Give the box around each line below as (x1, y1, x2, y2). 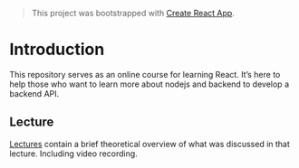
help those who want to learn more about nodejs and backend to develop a (9, 79, 290, 89)
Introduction (9, 40, 105, 60)
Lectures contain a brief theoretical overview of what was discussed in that (9, 138, 290, 149)
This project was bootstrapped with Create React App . (31, 8, 236, 18)
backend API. (9, 88, 60, 98)
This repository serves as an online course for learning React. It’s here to (9, 69, 281, 79)
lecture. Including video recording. (9, 148, 138, 159)
